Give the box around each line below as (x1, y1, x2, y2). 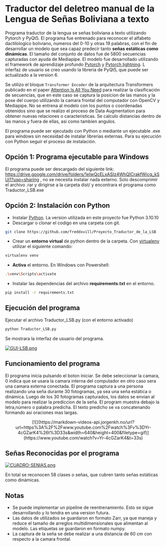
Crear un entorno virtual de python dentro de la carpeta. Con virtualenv (12, 238, 160, 244)
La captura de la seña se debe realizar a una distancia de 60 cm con (12, 531, 152, 537)
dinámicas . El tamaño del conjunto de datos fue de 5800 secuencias (5, 50, 146, 57)
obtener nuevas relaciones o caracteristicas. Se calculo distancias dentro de (5, 113, 162, 119)
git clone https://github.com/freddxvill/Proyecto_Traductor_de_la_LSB (5, 229, 156, 234)
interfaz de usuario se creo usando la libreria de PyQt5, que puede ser (5, 66, 149, 72)
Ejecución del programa (5, 304, 80, 312)
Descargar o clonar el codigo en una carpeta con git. (12, 220, 120, 226)
